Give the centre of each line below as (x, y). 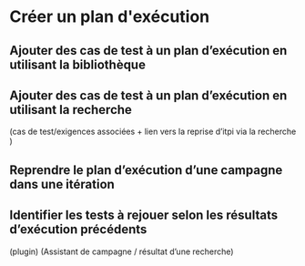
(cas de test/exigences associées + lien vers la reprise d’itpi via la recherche (153, 132)
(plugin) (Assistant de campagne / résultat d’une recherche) (122, 251)
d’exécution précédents (78, 230)
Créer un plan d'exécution (110, 17)
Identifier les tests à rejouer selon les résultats (144, 215)
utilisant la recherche (71, 110)
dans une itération (62, 184)
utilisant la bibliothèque (77, 64)
